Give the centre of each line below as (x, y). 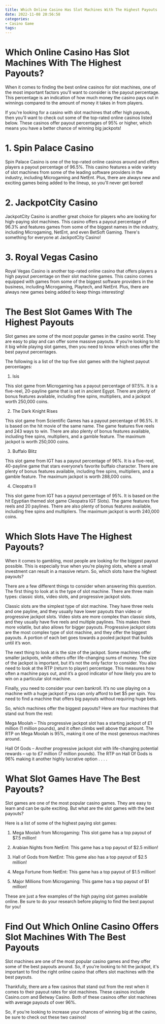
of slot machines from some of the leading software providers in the (74, 172)
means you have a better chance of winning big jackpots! (63, 128)
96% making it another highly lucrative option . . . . (56, 759)
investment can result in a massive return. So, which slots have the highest (81, 571)
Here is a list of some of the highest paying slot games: (61, 823)
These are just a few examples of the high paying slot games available (76, 896)
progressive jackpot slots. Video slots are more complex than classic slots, (81, 616)
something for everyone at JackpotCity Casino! (53, 237)
